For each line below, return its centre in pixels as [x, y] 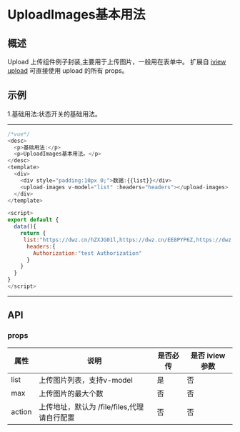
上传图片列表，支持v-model [86, 380]
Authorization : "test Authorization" [87, 253]
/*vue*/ [19, 134]
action [21, 411]
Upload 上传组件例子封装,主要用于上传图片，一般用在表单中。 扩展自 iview [117, 62]
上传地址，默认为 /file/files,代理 [91, 406]
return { [33, 233]
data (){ [25, 227]
